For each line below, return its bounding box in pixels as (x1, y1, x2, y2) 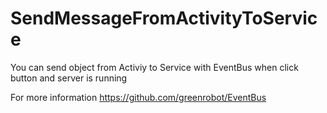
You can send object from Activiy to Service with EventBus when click (10, 61, 299, 73)
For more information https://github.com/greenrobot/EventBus (10, 91, 267, 103)
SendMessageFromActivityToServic (10, 7, 318, 30)
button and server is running (10, 72, 128, 84)
